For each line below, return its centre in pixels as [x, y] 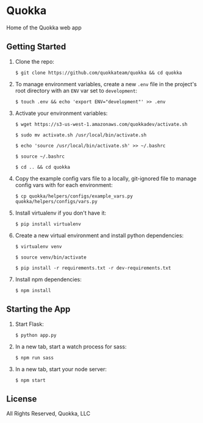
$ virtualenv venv [38, 246]
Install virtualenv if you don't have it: [61, 213]
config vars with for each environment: [64, 185]
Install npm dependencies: [48, 279]
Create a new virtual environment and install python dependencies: [99, 235]
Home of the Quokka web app [44, 28]
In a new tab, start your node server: [61, 369]
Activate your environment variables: [61, 113]
